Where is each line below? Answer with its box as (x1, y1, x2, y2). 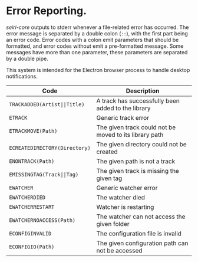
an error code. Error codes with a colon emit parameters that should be (6, 36, 179, 43)
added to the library (96, 104, 151, 112)
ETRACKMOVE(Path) (9, 127, 58, 134)
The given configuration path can (96, 239, 189, 247)
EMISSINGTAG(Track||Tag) (9, 171, 79, 178)
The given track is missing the (96, 166, 180, 175)
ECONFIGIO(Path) (9, 243, 55, 250)
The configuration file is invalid (96, 229, 181, 237)
